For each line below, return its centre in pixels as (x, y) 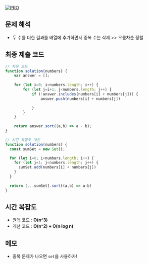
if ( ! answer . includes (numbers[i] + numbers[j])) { (85, 94)
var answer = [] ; (32, 76)
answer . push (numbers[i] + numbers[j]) (80, 99)
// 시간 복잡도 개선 (23, 140)
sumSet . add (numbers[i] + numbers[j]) (57, 167)
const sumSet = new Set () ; (37, 149)
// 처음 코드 (17, 66)
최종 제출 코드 (25, 55)
